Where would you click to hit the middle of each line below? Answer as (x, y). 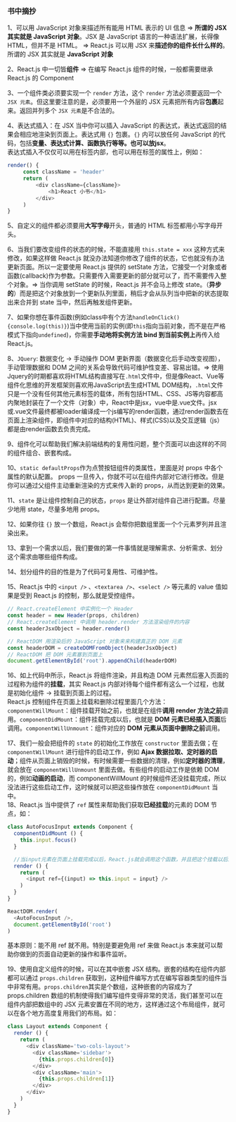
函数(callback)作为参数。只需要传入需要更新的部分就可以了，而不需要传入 (114, 276)
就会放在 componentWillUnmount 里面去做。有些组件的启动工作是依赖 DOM (113, 770)
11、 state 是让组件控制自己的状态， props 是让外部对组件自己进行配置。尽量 (117, 500)
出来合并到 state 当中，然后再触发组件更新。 (72, 302)
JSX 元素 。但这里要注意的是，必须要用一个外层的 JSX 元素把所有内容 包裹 (112, 102)
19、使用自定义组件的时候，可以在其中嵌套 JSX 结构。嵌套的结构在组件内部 (117, 969)
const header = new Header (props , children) (73, 616)
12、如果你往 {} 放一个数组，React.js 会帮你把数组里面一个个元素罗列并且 (114, 524)
